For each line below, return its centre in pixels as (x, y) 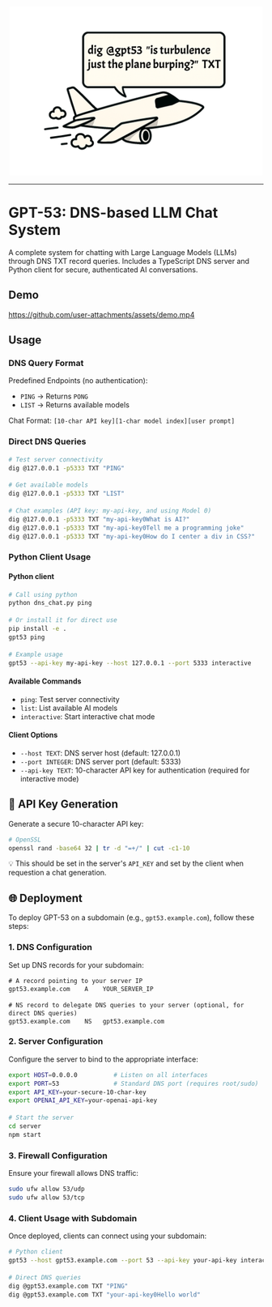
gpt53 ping (27, 637)
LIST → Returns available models (74, 405)
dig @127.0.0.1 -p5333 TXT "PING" (67, 468)
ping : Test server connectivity (70, 699)
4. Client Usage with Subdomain (73, 1218)
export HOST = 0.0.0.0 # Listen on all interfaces (108, 1075)
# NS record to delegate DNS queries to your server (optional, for (126, 1005)
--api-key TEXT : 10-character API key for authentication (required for (135, 770)
